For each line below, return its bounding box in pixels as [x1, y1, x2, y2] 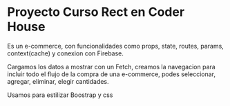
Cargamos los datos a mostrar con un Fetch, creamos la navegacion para [7, 62, 215, 71]
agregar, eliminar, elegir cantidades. [7, 77, 109, 85]
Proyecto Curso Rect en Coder [7, 4, 185, 20]
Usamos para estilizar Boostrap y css [7, 91, 113, 99]
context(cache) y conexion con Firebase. [7, 49, 124, 58]
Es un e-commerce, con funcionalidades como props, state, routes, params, [7, 42, 224, 50]
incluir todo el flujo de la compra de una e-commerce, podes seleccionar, [7, 70, 216, 78]
